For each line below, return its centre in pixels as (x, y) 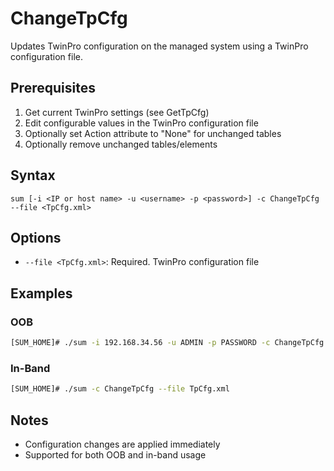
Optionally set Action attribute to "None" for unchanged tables (153, 133)
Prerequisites (53, 88)
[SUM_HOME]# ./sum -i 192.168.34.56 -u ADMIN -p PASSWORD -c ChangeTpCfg (167, 343)
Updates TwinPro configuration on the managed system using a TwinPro (159, 46)
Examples (41, 293)
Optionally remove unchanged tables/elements (121, 144)
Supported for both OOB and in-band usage (115, 454)
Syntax (33, 175)
